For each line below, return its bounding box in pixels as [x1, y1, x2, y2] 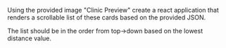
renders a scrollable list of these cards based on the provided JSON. [7, 13, 206, 22]
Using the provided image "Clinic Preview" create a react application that [7, 6, 220, 14]
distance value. [7, 34, 51, 42]
